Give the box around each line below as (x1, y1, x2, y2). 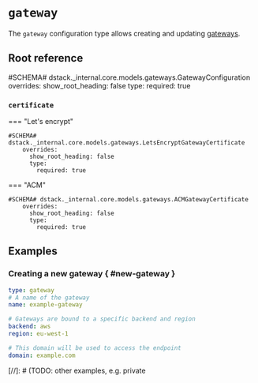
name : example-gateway (8, 301, 83, 309)
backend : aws (8, 322, 51, 331)
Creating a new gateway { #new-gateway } (8, 268, 176, 280)
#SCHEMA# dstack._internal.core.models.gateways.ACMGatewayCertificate (8, 196, 249, 204)
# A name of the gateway (8, 294, 90, 302)
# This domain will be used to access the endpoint (8, 344, 181, 352)
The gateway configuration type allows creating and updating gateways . (8, 28, 241, 38)
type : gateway (8, 286, 55, 294)
